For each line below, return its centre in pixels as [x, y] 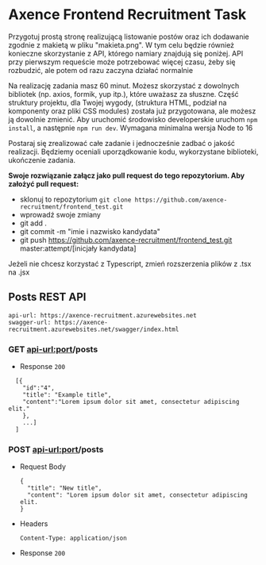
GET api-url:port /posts [53, 349]
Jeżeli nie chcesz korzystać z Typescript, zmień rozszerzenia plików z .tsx [130, 263]
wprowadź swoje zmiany [60, 214]
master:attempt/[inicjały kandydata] [78, 248]
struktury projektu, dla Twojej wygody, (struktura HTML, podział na [118, 102]
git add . [33, 223]
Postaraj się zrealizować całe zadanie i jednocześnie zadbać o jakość [122, 143]
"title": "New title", [65, 488]
